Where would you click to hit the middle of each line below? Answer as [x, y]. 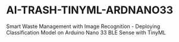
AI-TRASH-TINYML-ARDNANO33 [90, 10]
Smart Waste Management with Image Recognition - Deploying [83, 26]
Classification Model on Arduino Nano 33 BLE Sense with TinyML [86, 32]
